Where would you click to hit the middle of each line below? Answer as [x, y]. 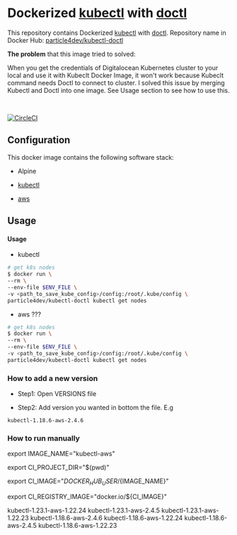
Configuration [39, 140]
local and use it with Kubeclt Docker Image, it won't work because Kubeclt [116, 75]
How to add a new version [53, 378]
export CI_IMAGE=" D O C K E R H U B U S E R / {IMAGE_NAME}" [88, 482]
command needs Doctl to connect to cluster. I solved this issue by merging [116, 82]
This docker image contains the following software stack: [91, 157]
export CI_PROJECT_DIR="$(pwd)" [58, 468]
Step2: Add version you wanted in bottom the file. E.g [95, 408]
